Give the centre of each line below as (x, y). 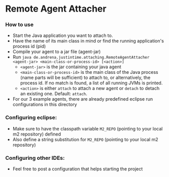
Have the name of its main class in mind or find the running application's (88, 41)
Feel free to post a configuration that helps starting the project (78, 169)
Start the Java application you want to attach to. (63, 35)
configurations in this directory (45, 105)
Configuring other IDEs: (35, 158)
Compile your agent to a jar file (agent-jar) (57, 52)
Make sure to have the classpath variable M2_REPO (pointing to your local (88, 128)
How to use (20, 25)
